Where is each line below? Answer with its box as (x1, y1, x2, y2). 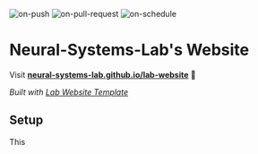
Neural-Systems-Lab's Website (9, 40, 249, 60)
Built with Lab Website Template (9, 86, 128, 98)
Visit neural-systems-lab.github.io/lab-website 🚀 (9, 69, 196, 80)
